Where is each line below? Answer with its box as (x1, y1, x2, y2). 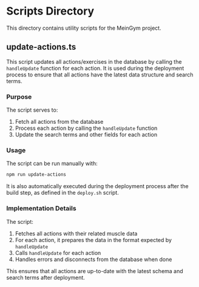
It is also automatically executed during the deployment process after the (6, 183, 189, 190)
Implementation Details (6, 204, 77, 213)
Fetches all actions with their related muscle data (15, 229, 138, 237)
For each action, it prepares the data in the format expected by (15, 236, 172, 243)
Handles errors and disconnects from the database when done (15, 255, 172, 263)
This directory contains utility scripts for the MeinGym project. (6, 24, 162, 32)
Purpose (6, 92, 32, 101)
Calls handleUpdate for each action (15, 249, 101, 256)
